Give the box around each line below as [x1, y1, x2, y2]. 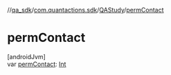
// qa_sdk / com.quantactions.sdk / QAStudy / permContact [7, 6, 164, 14]
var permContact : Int [7, 60, 66, 68]
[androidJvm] [7, 52, 46, 61]
